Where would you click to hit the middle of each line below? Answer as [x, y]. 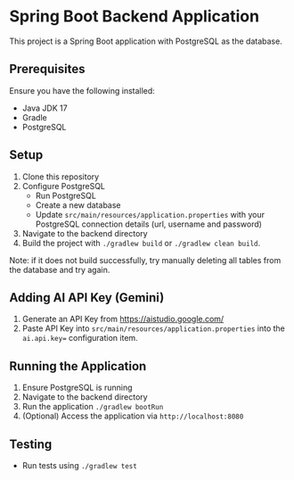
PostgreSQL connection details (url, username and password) [149, 224]
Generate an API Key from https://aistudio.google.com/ [123, 319]
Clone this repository [61, 177]
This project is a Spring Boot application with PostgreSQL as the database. [146, 41]
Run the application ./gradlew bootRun [93, 407]
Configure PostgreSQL [63, 186]
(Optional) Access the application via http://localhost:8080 [133, 416]
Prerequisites [47, 69]
